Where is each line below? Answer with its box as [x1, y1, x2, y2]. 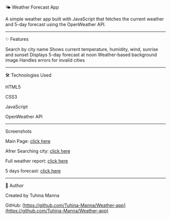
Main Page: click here [5, 138, 51, 144]
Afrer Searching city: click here [5, 148, 71, 154]
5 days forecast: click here [5, 168, 61, 174]
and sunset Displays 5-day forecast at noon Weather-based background [5, 52, 157, 58]
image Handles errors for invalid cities [5, 57, 85, 63]
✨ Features [5, 36, 29, 42]
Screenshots [5, 128, 32, 134]
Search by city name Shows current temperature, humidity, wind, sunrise [5, 46, 158, 52]
